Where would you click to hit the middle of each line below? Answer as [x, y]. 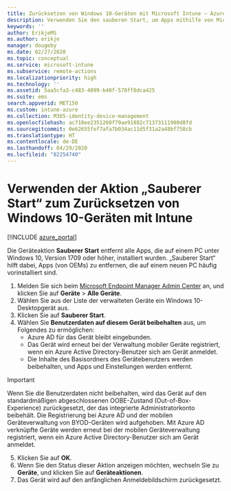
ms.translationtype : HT [41, 135]
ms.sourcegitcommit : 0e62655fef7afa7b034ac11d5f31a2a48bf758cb [100, 129]
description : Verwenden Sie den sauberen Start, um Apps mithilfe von [110, 20]
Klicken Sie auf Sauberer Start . [61, 315]
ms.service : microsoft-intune [51, 65]
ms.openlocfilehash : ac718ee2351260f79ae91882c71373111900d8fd [100, 122]
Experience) [24, 408]
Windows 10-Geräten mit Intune [100, 218]
